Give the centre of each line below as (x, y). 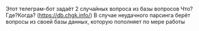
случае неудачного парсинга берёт (144, 15)
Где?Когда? (21, 15)
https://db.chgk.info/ (64, 15)
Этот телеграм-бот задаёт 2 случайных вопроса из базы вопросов (93, 9)
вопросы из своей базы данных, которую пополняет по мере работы (96, 22)
